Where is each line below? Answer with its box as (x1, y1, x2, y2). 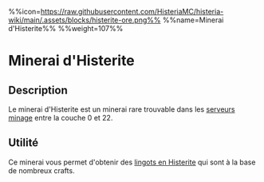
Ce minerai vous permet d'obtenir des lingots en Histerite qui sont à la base (8, 157, 256, 167)
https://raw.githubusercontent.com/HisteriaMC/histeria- (40, 7, 224, 16)
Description (8, 83, 68, 97)
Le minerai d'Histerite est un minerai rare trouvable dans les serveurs (8, 105, 235, 114)
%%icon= (8, 7, 41, 16)
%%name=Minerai (162, 15, 224, 25)
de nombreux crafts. (8, 165, 75, 175)
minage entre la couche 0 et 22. (8, 113, 113, 122)
